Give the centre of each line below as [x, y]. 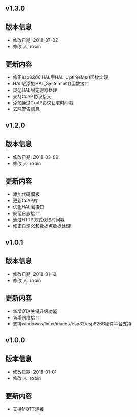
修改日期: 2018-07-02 [35, 40]
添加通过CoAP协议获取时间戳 [43, 103]
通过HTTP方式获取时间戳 [39, 220]
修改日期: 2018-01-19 [35, 274]
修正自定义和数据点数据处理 [42, 226]
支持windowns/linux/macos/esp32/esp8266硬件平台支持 [72, 324]
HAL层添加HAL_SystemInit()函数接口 [51, 84]
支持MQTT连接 [28, 409]
